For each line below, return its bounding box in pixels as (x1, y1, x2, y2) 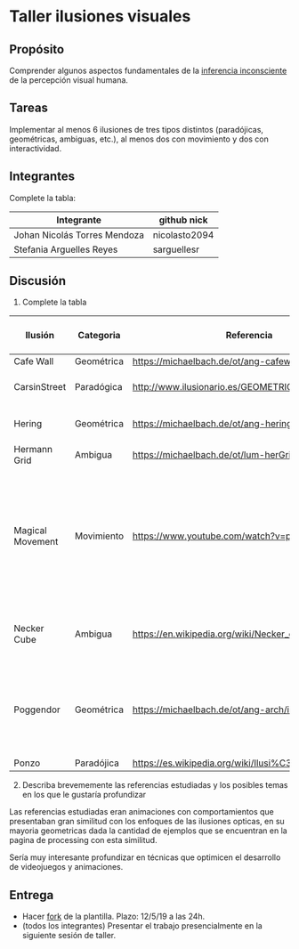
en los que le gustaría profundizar (21, 790, 147, 800)
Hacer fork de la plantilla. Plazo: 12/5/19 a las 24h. (21, 911, 206, 922)
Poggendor (13, 703, 61, 716)
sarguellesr (152, 243, 200, 255)
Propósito (9, 42, 65, 57)
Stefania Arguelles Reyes (13, 243, 118, 255)
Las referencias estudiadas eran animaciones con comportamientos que (9, 807, 274, 817)
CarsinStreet (13, 381, 67, 393)
